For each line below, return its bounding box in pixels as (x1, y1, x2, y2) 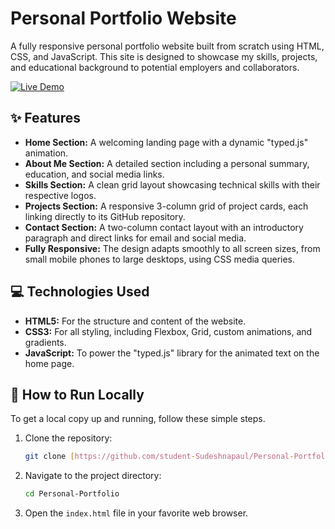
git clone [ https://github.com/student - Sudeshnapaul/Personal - (24, 452, 295, 462)
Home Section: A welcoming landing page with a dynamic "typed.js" (24, 136, 309, 148)
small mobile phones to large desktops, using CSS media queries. (24, 253, 296, 265)
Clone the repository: (24, 432, 113, 444)
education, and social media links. (24, 168, 165, 180)
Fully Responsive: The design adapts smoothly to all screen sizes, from (24, 242, 321, 254)
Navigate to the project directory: (24, 470, 162, 482)
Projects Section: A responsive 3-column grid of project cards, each (24, 200, 309, 212)
